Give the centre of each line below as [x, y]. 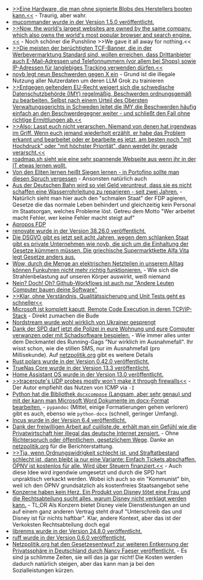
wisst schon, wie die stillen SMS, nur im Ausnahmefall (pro [86, 348]
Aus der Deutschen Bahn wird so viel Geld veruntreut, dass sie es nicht [102, 185]
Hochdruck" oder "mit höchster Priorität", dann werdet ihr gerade [95, 146]
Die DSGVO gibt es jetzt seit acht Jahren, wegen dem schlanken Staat [100, 237]
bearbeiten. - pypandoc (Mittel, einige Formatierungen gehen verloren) [100, 407]
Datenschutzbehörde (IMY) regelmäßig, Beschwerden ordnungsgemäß [102, 94]
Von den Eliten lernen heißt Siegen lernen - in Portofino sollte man [96, 172]
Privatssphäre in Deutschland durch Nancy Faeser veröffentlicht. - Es [99, 551]
